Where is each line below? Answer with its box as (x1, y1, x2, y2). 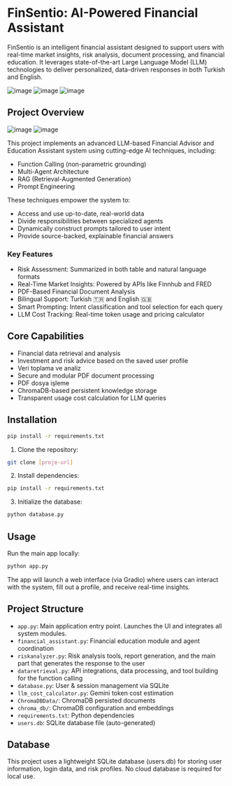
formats (17, 273, 41, 281)
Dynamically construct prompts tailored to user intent (17, 224, 171, 233)
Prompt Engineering (17, 182, 75, 191)
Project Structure (7, 603, 84, 615)
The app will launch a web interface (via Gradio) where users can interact (7, 575, 219, 584)
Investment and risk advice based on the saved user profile (17, 356, 189, 365)
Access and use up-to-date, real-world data (17, 209, 145, 218)
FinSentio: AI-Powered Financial (7, 5, 198, 21)
